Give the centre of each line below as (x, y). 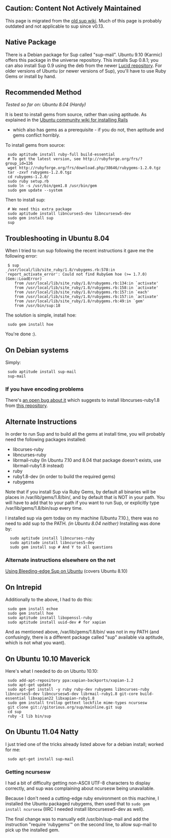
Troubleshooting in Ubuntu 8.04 (57, 238)
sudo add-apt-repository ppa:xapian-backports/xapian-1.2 (70, 681)
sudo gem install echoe (33, 609)
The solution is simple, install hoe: (41, 315)
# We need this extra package (40, 209)
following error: (21, 256)
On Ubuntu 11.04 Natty (42, 732)
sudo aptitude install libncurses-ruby (52, 538)
